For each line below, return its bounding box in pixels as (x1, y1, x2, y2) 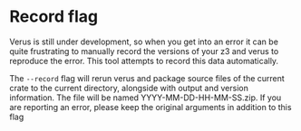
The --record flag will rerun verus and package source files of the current (9, 72, 286, 83)
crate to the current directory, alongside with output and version (9, 82, 249, 93)
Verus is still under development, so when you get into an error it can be (9, 36, 279, 47)
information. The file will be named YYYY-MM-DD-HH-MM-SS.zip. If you (9, 92, 282, 103)
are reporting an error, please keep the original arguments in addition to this (9, 101, 292, 112)
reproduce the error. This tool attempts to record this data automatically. (9, 55, 279, 66)
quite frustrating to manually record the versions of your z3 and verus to (9, 45, 279, 56)
